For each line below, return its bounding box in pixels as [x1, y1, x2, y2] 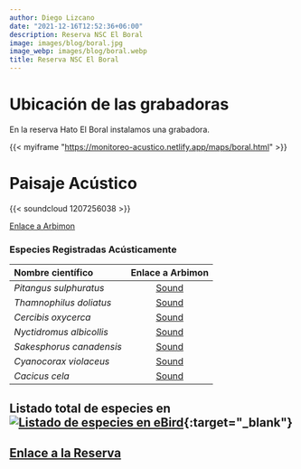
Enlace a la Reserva [9, 445, 122, 461]
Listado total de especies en [9, 400, 172, 416]
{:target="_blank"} [183, 415, 294, 430]
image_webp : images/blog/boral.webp [9, 47, 147, 56]
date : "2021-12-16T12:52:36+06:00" [9, 22, 144, 31]
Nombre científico [14, 267, 94, 279]
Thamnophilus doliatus [14, 296, 112, 309]
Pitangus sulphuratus [14, 282, 105, 295]
